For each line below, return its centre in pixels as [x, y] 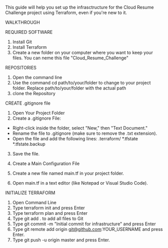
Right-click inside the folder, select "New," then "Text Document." [80, 128]
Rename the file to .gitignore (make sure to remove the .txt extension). [85, 133]
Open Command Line [34, 202]
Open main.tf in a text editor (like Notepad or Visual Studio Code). [80, 183]
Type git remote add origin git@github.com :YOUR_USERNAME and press [88, 229]
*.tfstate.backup [29, 144]
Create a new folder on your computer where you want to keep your [82, 53]
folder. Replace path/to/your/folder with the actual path [69, 88]
